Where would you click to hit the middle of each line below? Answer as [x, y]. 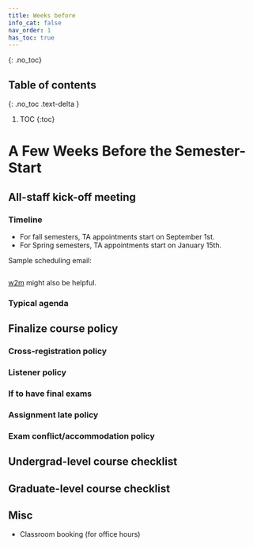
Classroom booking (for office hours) [80, 534]
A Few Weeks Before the [90, 151]
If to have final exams [50, 394]
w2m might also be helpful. [53, 282]
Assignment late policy [53, 414]
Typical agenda [38, 303]
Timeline [25, 220]
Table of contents [52, 85]
